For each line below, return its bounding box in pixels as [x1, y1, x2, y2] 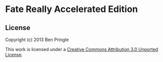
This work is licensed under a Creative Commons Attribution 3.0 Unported [5, 46, 158, 52]
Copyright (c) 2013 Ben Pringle [5, 36, 69, 42]
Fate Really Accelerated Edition [5, 3, 138, 15]
